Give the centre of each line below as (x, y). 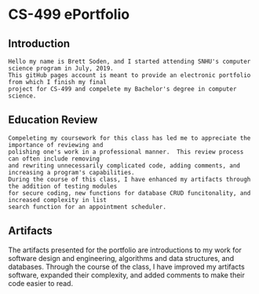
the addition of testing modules (63, 186)
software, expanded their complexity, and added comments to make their (127, 275)
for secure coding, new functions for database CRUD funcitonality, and (129, 193)
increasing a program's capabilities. (71, 172)
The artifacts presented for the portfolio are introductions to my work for (125, 250)
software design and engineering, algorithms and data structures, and (121, 258)
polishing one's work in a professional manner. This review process (126, 152)
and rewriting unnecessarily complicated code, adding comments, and (124, 165)
